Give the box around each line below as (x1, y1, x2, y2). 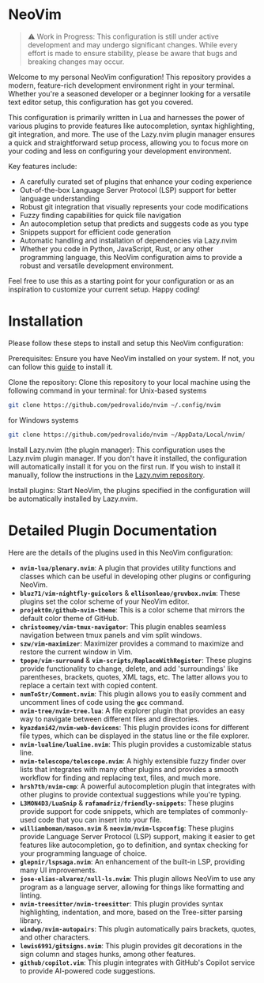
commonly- (210, 806, 249, 815)
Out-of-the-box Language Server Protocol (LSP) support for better (19, 185, 237, 194)
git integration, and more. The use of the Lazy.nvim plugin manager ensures (8, 129, 255, 139)
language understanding (19, 194, 100, 203)
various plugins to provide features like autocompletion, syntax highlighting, (8, 121, 255, 130)
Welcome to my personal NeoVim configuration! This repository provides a (8, 72, 251, 81)
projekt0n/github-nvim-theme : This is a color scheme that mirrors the (19, 604, 245, 614)
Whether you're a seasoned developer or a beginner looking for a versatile (8, 89, 251, 98)
